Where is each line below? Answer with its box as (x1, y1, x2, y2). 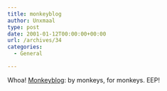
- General (14, 50, 43, 58)
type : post (7, 23, 40, 31)
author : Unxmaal (7, 17, 55, 24)
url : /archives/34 (7, 37, 62, 44)
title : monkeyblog (7, 10, 62, 18)
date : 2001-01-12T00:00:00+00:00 (7, 30, 107, 38)
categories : (7, 43, 43, 50)
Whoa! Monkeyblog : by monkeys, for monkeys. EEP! (7, 75, 160, 84)
